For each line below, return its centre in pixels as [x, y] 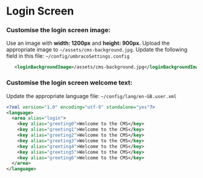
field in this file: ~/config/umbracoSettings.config [68, 56]
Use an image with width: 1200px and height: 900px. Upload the [88, 43]
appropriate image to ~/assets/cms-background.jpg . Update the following [97, 50]
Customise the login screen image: [58, 30]
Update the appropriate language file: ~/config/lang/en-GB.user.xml [92, 96]
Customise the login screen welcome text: [69, 83]
